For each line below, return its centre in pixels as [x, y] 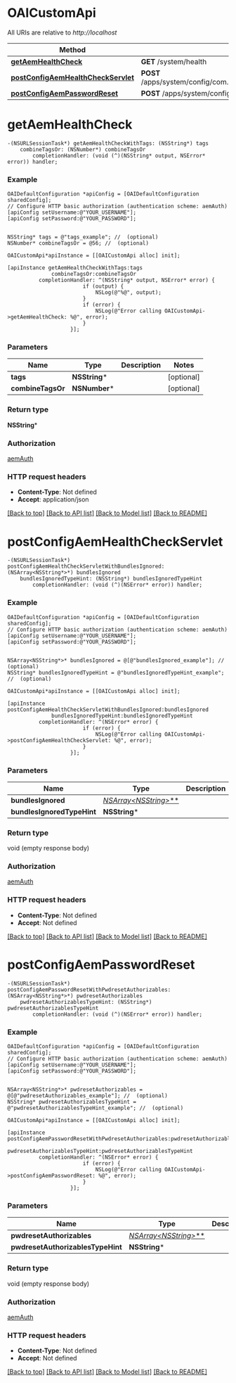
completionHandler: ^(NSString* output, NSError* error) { [127, 280]
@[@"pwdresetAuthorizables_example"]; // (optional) [88, 1096]
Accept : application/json [53, 499]
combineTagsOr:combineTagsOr [94, 274]
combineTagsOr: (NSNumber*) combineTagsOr [83, 149]
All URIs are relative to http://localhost [62, 32]
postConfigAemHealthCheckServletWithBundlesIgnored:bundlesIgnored [108, 709]
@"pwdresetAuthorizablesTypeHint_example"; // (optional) [96, 1108]
